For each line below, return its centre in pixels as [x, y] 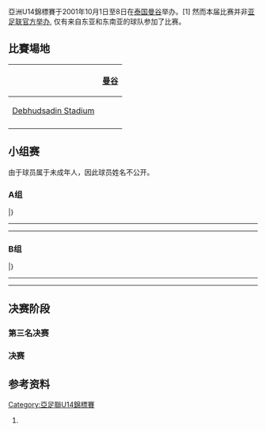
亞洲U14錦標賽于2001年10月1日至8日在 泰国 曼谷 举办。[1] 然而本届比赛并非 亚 [131, 11]
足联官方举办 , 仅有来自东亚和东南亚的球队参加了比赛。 [97, 21]
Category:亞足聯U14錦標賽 [51, 405]
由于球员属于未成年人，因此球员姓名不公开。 [81, 172]
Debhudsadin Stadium [53, 111]
